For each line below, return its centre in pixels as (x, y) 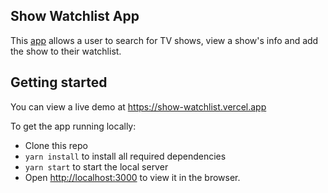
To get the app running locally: (73, 126)
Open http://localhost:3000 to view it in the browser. (132, 177)
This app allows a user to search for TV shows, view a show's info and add (164, 40)
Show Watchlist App (75, 16)
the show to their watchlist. (66, 51)
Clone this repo (56, 145)
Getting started (59, 82)
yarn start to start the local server (96, 166)
